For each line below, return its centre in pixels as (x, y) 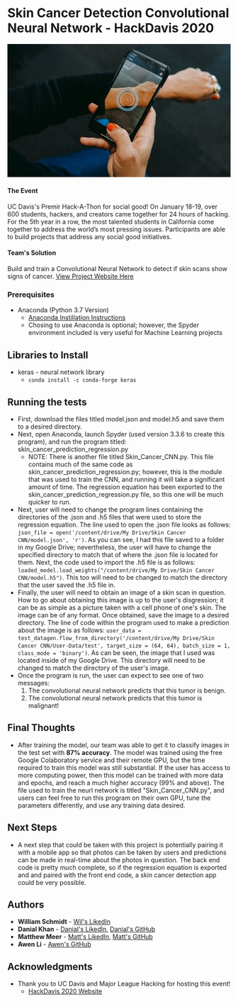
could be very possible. (52, 882)
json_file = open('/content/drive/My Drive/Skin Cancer (102, 533)
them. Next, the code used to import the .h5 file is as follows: (107, 562)
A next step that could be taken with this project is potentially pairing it (120, 844)
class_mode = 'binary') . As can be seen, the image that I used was (116, 653)
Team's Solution (32, 253)
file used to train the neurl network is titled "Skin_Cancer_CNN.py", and (121, 790)
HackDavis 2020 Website (65, 991)
